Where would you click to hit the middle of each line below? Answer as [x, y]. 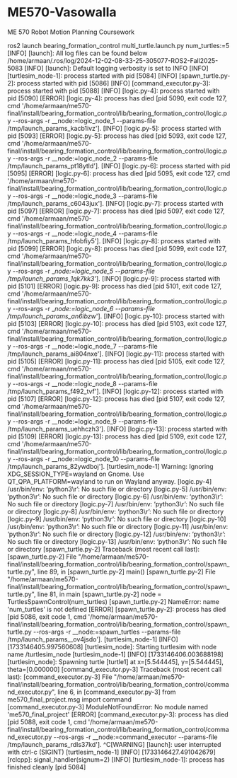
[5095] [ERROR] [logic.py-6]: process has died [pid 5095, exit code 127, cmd [119, 173]
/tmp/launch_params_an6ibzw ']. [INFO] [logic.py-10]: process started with [116, 316]
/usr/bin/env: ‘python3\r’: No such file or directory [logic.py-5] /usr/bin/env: [117, 489]
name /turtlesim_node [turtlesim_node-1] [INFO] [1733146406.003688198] [116, 654]
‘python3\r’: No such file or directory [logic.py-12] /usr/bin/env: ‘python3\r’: [117, 534]
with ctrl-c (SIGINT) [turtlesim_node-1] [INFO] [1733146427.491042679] [111, 752]
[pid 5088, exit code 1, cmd [47, 721]
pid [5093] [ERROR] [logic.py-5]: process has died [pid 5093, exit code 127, [117, 136]
